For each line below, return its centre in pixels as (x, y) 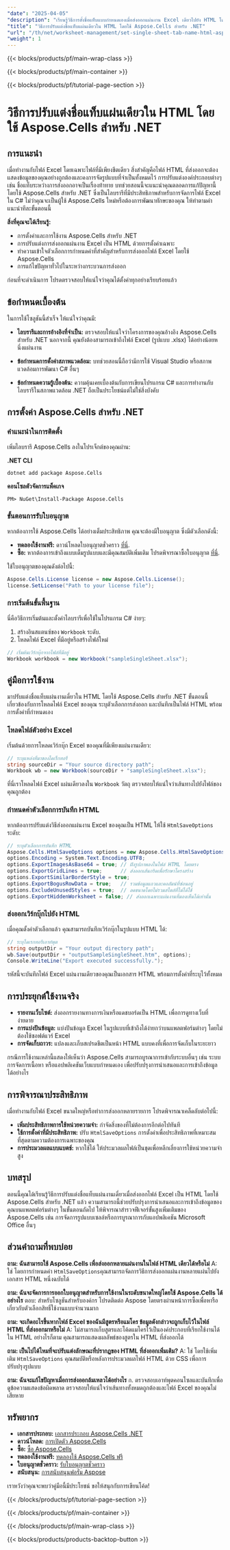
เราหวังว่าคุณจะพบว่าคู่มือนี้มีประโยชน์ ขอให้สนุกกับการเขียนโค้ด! (78, 1486)
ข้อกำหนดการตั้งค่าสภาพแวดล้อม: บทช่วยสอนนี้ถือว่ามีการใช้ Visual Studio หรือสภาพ (114, 361)
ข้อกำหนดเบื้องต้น (37, 302)
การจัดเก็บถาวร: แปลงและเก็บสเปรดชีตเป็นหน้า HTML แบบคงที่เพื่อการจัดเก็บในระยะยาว (116, 1044)
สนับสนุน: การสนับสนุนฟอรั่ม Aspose (61, 1472)
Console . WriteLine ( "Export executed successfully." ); (86, 961)
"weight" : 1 (24, 39)
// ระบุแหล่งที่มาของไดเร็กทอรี (37, 758)
